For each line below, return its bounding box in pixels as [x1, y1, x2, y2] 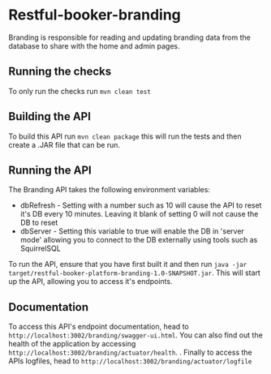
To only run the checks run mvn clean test [8, 86, 152, 96]
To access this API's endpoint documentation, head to [8, 322, 189, 332]
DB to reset [19, 217, 58, 228]
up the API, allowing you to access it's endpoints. [8, 277, 173, 286]
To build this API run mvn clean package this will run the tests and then [8, 131, 242, 141]
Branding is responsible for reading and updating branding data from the [8, 32, 252, 42]
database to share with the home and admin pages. [8, 41, 180, 50]
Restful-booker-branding [8, 6, 181, 24]
